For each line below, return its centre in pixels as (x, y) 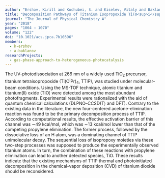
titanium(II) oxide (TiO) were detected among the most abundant (70, 93)
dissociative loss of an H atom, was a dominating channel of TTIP (71, 134)
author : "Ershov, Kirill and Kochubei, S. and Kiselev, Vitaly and (76, 10)
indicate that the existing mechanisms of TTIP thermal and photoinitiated (79, 161)
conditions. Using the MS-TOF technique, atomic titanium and (80, 88)
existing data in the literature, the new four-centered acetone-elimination (79, 108)
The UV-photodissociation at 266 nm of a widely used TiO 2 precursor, (76, 74)
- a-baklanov (23, 51)
